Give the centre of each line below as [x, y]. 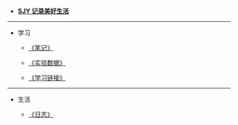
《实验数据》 [47, 63]
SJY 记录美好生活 [43, 11]
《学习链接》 [47, 78]
